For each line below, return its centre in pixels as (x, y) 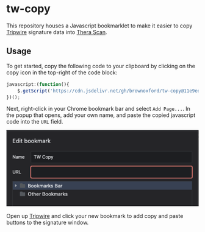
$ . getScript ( (34, 91)
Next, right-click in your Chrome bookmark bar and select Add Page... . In (99, 109)
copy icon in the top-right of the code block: (62, 72)
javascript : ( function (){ (38, 84)
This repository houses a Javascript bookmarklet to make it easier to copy (99, 26)
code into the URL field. (35, 122)
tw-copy (28, 9)
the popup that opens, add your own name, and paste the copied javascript (101, 115)
